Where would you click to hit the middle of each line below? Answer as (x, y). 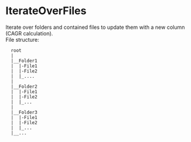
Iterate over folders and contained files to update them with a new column (95, 27)
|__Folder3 (24, 112)
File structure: (22, 39)
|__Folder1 (24, 61)
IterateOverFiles (46, 11)
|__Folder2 (24, 87)
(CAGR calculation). (29, 33)
